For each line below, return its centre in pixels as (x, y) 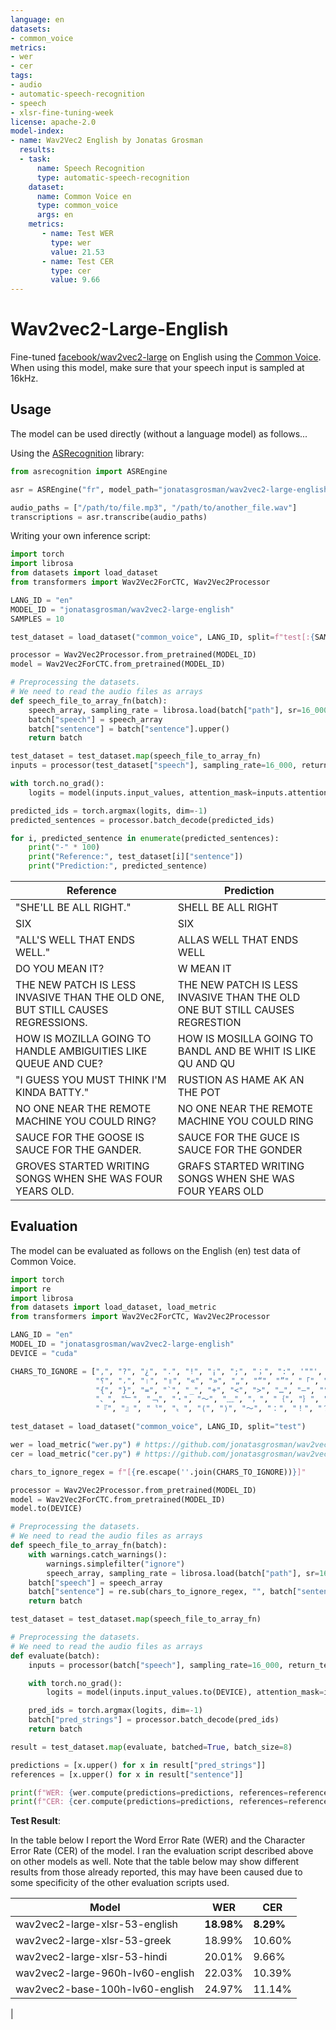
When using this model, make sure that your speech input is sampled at (157, 368)
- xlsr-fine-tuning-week (62, 112)
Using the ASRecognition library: (77, 453)
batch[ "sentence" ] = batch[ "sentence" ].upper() (129, 729)
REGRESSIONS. (51, 1022)
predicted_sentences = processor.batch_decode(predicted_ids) (142, 820)
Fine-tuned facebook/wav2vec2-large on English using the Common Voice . (166, 357)
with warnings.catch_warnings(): (98, 1554)
